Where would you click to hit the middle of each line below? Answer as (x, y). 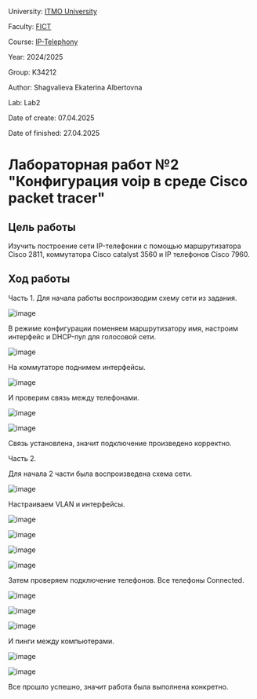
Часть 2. (22, 458)
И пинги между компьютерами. (62, 641)
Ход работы (39, 279)
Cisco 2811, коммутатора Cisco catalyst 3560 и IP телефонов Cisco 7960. (129, 254)
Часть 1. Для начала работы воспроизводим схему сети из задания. (123, 298)
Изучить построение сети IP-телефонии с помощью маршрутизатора (125, 246)
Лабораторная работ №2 (94, 165)
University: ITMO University (53, 11)
